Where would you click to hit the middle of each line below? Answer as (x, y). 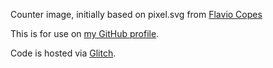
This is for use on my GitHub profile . (85, 33)
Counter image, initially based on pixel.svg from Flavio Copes (136, 14)
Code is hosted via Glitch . (63, 53)
